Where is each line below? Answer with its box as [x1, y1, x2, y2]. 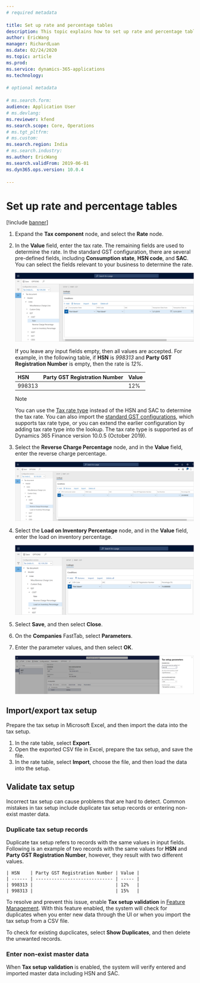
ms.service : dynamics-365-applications [6, 66, 105, 72]
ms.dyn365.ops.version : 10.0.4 [6, 167, 84, 173]
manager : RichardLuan [6, 41, 60, 47]
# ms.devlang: [6, 110, 42, 116]
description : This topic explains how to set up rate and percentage [6, 29, 183, 35]
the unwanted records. [6, 935, 62, 943]
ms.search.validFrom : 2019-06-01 [6, 160, 89, 166]
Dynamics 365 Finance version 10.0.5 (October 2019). [14, 432, 147, 439]
